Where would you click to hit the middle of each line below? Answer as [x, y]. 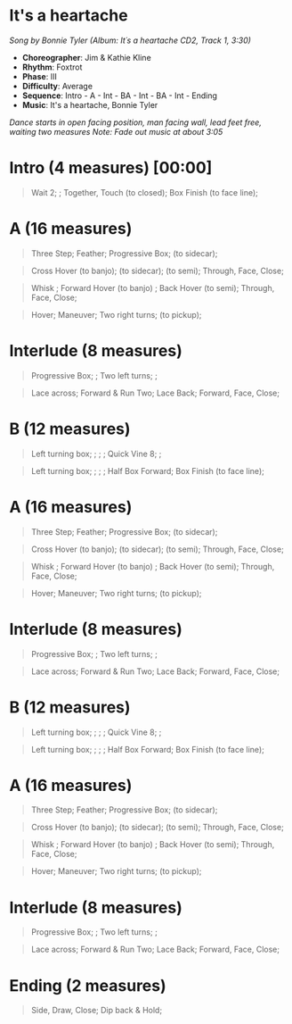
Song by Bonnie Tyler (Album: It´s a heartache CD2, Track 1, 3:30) [130, 40]
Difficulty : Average [57, 86]
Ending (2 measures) [88, 985]
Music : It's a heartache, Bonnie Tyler [90, 104]
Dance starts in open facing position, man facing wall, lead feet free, [136, 122]
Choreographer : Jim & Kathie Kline [86, 57]
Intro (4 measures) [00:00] [111, 168]
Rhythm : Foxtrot [52, 67]
